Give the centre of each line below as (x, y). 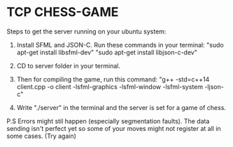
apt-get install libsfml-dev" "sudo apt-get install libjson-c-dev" (107, 52)
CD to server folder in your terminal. (68, 65)
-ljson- (214, 86)
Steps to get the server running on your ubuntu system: (86, 31)
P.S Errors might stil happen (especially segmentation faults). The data (108, 121)
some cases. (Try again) (41, 136)
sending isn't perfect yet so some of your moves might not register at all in (114, 128)
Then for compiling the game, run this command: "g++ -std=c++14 (113, 79)
